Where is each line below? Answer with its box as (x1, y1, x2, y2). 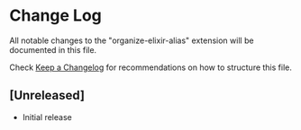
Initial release (22, 111, 72, 122)
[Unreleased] (9, 88, 86, 103)
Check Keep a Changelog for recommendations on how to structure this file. (9, 62, 293, 73)
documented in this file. (9, 44, 97, 55)
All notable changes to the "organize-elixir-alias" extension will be (9, 35, 254, 46)
